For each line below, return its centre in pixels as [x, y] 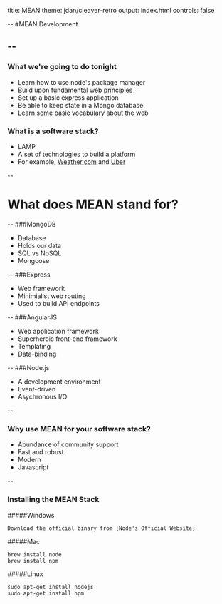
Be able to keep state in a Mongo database [80, 105]
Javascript [33, 467]
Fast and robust [41, 452]
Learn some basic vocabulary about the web [83, 113]
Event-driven [37, 389]
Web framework [41, 288]
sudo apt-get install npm [46, 593]
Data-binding [37, 354]
